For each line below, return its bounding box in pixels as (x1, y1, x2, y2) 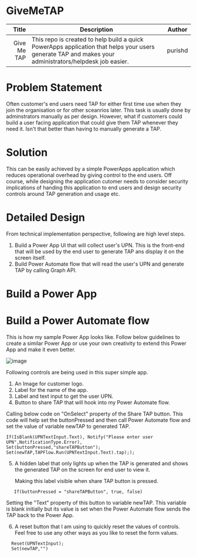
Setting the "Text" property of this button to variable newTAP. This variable (6, 499, 186, 506)
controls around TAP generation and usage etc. (6, 190, 120, 197)
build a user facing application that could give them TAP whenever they (6, 119, 179, 126)
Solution (6, 146, 48, 159)
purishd (167, 46, 188, 54)
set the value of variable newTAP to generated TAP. (6, 422, 130, 430)
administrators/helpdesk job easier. (31, 57, 129, 65)
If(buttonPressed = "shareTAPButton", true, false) (13, 489, 143, 495)
